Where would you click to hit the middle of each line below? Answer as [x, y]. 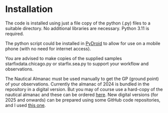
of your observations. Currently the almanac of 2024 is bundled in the [77, 84]
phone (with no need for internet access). [48, 48]
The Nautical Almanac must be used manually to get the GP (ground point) [82, 78]
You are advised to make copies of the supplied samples [63, 58]
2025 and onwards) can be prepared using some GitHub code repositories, [83, 100]
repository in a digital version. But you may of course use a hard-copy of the [84, 89]
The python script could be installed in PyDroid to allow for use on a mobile [83, 43]
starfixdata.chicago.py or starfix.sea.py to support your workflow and [77, 63]
